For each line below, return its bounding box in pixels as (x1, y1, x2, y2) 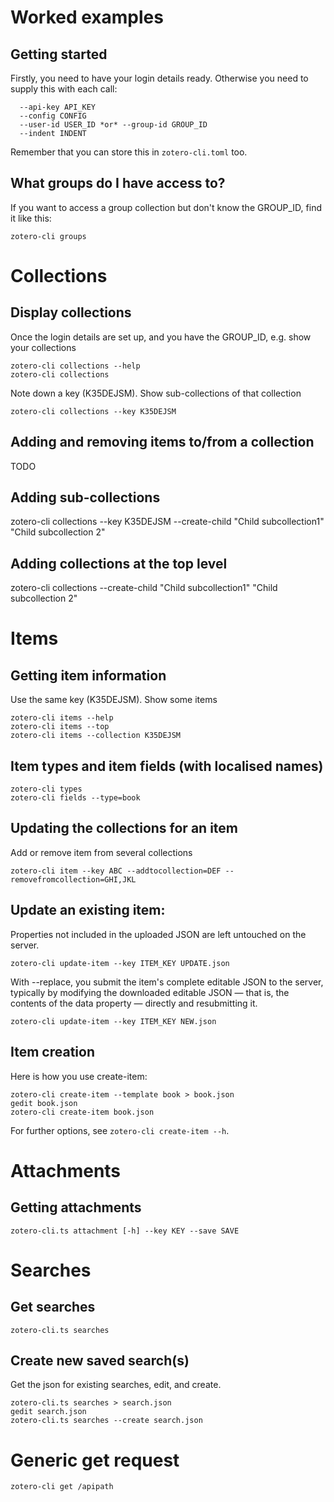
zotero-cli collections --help (10, 361, 141, 371)
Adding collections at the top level (10, 555, 228, 572)
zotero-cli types (10, 784, 83, 795)
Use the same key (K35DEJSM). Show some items (10, 694, 218, 706)
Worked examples (10, 6, 164, 29)
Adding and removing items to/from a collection (10, 434, 315, 451)
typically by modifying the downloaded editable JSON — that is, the (10, 986, 290, 998)
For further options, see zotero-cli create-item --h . (10, 1124, 230, 1136)
